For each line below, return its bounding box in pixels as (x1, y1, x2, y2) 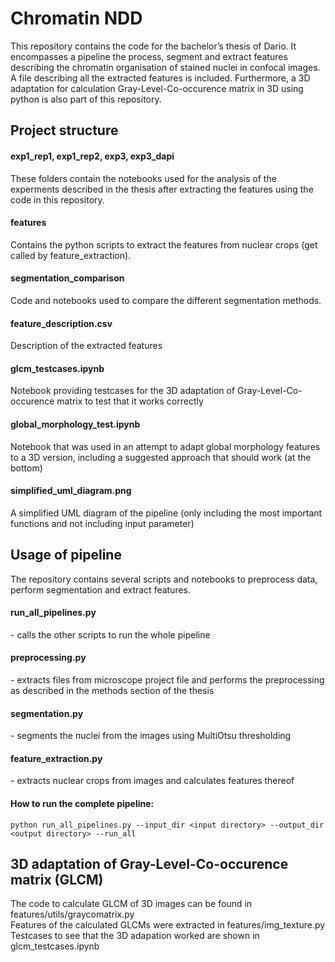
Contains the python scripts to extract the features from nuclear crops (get (10, 238, 318, 251)
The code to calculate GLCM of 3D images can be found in (10, 898, 253, 910)
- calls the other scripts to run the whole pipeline (10, 628, 211, 641)
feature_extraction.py (10, 752, 103, 764)
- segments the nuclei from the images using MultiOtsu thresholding (10, 730, 292, 742)
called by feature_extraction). (10, 249, 132, 261)
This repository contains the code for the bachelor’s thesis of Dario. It (10, 40, 297, 52)
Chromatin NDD (10, 7, 143, 30)
